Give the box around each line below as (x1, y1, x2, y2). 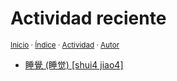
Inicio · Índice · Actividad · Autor (10, 40, 120, 50)
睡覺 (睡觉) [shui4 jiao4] (24, 58, 124, 71)
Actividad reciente (10, 7, 167, 30)
